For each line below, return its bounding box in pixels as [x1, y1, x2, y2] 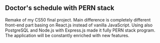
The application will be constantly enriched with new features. [5, 32, 130, 38]
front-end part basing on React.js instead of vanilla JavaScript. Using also [5, 22, 153, 28]
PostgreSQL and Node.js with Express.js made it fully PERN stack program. [5, 27, 156, 33]
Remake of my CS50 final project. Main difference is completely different [5, 17, 151, 22]
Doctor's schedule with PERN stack [5, 4, 114, 12]
